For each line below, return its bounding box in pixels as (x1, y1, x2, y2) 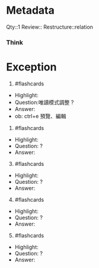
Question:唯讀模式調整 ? (14, 98, 74, 106)
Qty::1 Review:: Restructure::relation (6, 23, 94, 30)
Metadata (6, 4, 55, 17)
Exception (6, 60, 57, 74)
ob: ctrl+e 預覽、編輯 (14, 112, 66, 119)
